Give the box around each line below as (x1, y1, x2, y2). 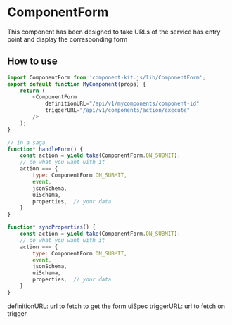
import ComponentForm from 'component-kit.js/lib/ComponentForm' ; (7, 74, 206, 81)
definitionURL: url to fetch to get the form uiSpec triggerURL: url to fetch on (7, 302, 225, 310)
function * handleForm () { (7, 146, 83, 153)
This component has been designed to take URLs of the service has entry (7, 27, 221, 36)
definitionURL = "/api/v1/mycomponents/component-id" (44, 100, 200, 108)
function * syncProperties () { (7, 224, 96, 231)
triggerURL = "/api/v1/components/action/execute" (44, 107, 191, 114)
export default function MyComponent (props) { (7, 80, 146, 88)
